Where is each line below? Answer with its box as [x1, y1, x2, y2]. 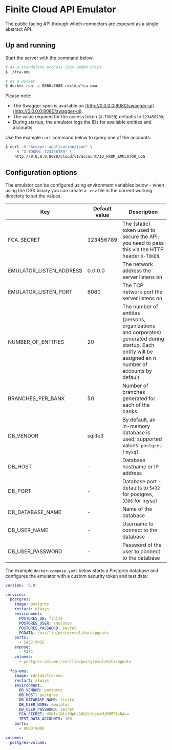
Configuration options [5, 168, 78, 177]
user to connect [122, 547, 160, 555]
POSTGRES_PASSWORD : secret [18, 626, 77, 631]
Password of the [122, 541, 162, 548]
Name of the [122, 505, 153, 513]
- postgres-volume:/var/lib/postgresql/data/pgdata [18, 659, 132, 664]
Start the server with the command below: [5, 54, 94, 61]
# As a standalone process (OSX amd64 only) [5, 64, 102, 70]
